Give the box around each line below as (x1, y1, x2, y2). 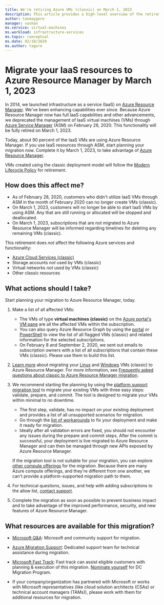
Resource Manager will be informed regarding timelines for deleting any (12, 225, 157, 231)
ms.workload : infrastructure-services (5, 30, 84, 35)
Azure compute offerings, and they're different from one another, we (12, 468, 150, 474)
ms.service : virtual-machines (5, 25, 67, 30)
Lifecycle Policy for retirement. (5, 167, 67, 173)
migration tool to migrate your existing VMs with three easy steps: (12, 387, 145, 393)
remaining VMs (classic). (12, 230, 62, 236)
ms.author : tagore (5, 43, 42, 48)
